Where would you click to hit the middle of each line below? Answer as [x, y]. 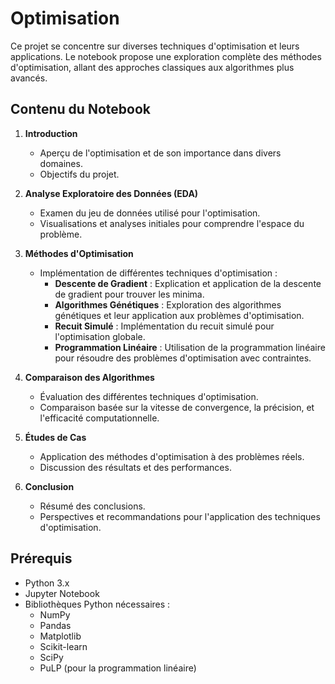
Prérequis [41, 558]
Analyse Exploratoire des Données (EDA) [111, 193]
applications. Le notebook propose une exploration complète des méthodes [166, 56]
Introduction [51, 133]
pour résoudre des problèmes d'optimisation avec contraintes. [183, 358]
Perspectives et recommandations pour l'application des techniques [180, 516]
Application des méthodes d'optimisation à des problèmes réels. [172, 456]
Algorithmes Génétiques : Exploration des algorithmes [168, 304]
